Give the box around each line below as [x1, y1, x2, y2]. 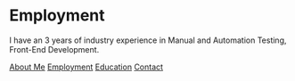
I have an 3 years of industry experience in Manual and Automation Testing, [9, 35, 287, 45]
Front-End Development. [9, 44, 100, 54]
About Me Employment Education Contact [9, 61, 163, 72]
